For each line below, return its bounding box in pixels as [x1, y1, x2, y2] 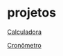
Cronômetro [7, 41, 42, 49]
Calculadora [7, 28, 42, 36]
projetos [7, 5, 57, 21]
